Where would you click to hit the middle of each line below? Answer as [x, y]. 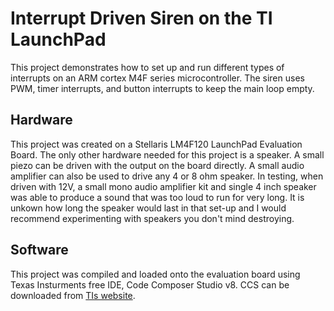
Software [39, 250]
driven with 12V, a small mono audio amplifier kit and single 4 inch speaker [163, 186]
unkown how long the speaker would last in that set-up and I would [148, 208]
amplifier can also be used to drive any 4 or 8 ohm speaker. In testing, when [167, 176]
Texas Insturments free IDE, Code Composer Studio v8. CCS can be [150, 284]
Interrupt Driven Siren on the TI [141, 18]
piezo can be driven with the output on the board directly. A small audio [157, 165]
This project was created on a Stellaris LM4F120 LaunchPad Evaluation [156, 144]
